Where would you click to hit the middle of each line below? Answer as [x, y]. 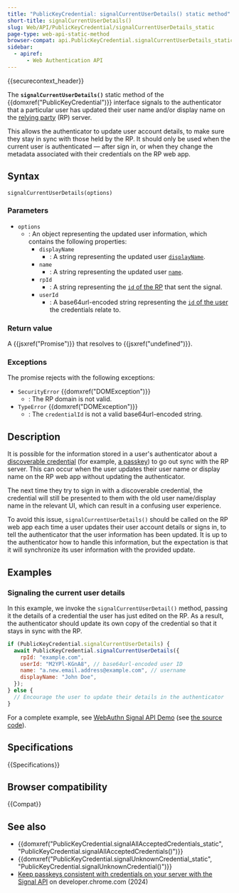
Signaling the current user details [67, 592]
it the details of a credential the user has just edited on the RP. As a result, [116, 615]
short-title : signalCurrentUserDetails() [70, 21]
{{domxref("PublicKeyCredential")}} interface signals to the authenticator [115, 102]
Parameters [28, 211]
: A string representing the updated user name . [116, 271]
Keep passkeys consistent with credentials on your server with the [115, 874]
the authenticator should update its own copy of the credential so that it [112, 623]
